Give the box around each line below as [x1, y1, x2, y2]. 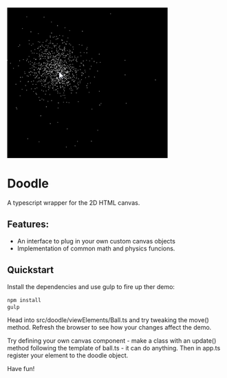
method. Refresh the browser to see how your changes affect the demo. [7, 323, 212, 331]
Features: [7, 219, 50, 230]
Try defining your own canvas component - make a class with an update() [7, 336, 217, 345]
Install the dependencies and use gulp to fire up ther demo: [7, 282, 175, 290]
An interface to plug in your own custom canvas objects [17, 237, 175, 245]
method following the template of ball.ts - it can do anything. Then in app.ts [7, 344, 221, 352]
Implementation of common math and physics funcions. [17, 244, 175, 252]
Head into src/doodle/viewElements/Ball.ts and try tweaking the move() [7, 315, 210, 324]
